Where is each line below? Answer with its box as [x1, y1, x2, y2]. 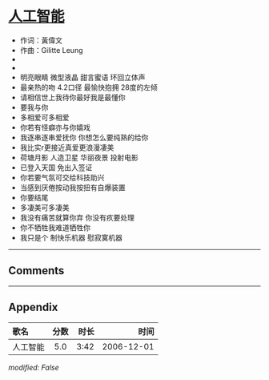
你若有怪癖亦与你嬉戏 [19, 122, 90, 132]
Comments [8, 264, 65, 277]
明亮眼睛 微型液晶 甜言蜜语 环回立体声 [19, 72, 146, 82]
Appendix [8, 301, 58, 314]
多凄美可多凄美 [19, 202, 70, 212]
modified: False [8, 362, 60, 372]
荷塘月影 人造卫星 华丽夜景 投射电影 [19, 152, 139, 162]
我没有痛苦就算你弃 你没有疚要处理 [19, 212, 134, 222]
